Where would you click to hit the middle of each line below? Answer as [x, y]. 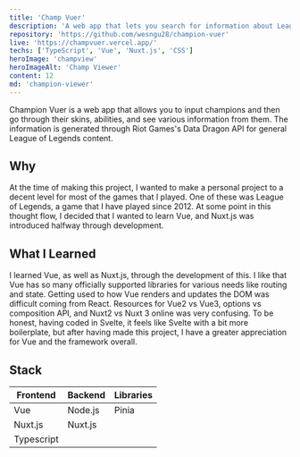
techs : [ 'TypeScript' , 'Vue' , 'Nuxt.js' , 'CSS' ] [101, 51]
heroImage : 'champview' [54, 59]
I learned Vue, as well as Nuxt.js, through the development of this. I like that [148, 275]
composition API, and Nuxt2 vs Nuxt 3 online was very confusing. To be [142, 313]
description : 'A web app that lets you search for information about [142, 26]
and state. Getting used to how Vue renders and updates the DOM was [139, 294]
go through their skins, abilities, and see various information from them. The [149, 119]
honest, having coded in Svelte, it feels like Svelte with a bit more [129, 323]
